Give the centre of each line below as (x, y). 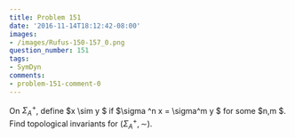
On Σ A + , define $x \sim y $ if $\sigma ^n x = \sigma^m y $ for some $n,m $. (147, 111)
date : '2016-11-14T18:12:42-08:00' (75, 26)
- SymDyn (25, 68)
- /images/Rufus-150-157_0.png (67, 42)
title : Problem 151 (45, 17)
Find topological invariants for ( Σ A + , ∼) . (81, 124)
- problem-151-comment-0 (55, 84)
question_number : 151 (49, 51)
